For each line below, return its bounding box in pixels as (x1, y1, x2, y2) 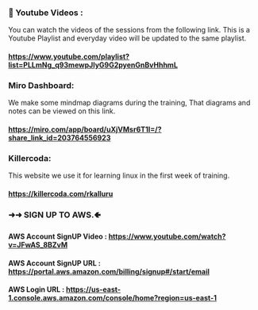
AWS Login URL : (8, 285, 65, 294)
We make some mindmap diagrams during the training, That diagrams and (8, 98, 251, 108)
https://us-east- (66, 285, 121, 294)
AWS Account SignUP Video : (8, 232, 107, 241)
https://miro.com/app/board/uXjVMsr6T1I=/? (8, 124, 162, 134)
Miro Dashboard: (8, 79, 75, 90)
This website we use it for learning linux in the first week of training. (8, 170, 230, 181)
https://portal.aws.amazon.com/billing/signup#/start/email (8, 266, 210, 276)
